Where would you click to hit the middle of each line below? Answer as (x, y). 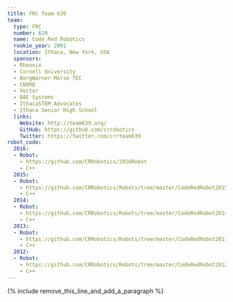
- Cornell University (45, 71)
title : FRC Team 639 (37, 14)
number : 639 (31, 33)
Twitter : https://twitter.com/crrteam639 (80, 136)
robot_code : (24, 143)
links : (23, 116)
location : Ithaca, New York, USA (62, 53)
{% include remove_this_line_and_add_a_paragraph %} (86, 291)
